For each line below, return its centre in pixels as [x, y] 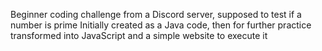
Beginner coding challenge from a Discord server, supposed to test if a [156, 14]
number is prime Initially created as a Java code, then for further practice [161, 25]
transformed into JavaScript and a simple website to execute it [139, 35]
